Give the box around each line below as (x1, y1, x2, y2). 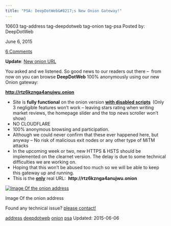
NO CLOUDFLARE (12, 120, 51, 127)
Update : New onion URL (5, 58, 57, 64)
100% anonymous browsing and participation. (12, 126, 110, 132)
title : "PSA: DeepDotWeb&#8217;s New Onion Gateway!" (5, 8, 123, 13)
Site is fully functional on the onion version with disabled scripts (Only (12, 99, 164, 105)
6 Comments (5, 48, 33, 54)
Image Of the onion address (5, 195, 64, 201)
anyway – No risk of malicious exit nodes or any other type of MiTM (12, 137, 155, 143)
